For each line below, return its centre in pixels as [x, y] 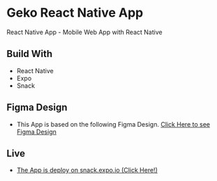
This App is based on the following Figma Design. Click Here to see [113, 124]
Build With [30, 54]
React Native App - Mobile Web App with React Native [84, 32]
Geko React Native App [75, 13]
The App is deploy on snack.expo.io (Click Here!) [87, 170]
